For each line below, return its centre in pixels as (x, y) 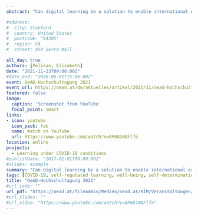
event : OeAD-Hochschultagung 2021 (49, 82)
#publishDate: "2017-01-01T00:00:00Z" (54, 159)
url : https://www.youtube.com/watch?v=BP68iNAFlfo (75, 137)
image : (14, 99)
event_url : (19, 88)
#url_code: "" (24, 186)
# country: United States (39, 33)
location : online (27, 143)
